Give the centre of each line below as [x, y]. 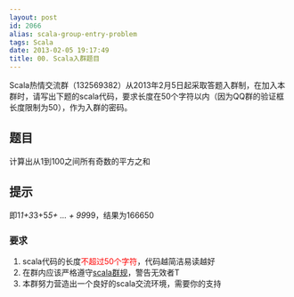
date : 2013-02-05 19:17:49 [59, 51]
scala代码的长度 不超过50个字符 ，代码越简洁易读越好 [118, 261]
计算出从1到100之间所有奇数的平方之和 [80, 161]
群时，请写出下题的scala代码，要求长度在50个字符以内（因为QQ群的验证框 [147, 96]
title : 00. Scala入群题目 [55, 59]
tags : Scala [31, 42]
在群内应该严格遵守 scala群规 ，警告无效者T [101, 272]
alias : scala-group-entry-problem [73, 34]
